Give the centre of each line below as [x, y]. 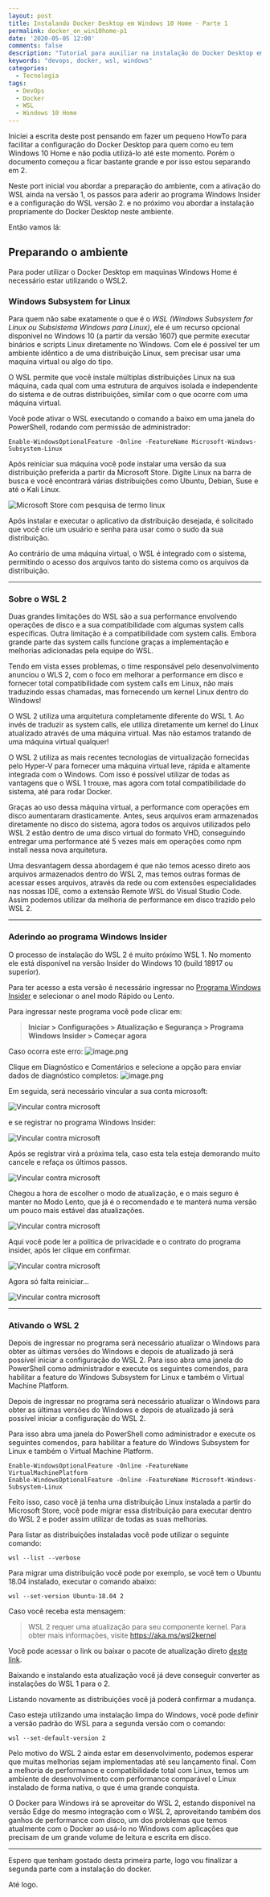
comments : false [35, 46]
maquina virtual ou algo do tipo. [61, 362]
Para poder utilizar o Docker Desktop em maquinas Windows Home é [123, 271]
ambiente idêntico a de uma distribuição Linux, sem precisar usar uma [125, 353]
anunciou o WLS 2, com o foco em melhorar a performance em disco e [126, 675]
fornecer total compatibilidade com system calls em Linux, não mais [121, 683]
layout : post [30, 16]
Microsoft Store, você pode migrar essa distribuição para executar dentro [130, 1510]
